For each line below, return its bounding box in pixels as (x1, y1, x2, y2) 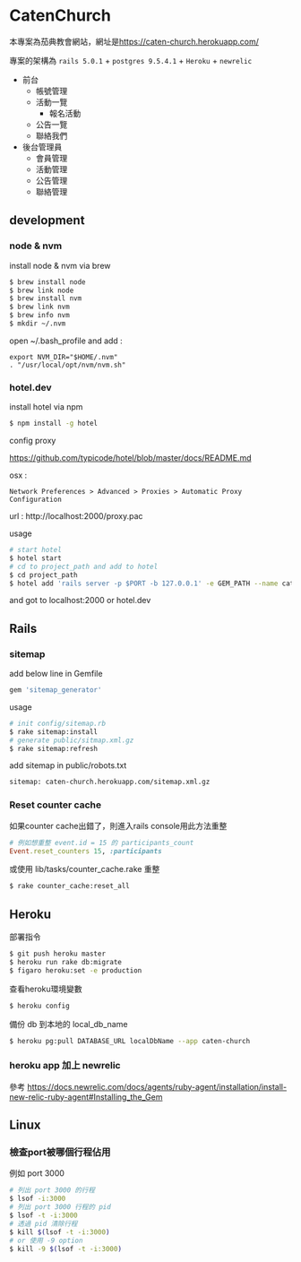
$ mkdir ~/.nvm (9, 319, 66, 328)
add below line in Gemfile (9, 669, 103, 679)
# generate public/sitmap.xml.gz (9, 736, 134, 745)
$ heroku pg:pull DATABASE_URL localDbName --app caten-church (9, 1036, 251, 1045)
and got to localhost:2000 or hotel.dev (9, 595, 151, 606)
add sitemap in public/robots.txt (9, 760, 127, 771)
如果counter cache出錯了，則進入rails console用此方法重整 (9, 820, 228, 831)
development (9, 212, 85, 229)
